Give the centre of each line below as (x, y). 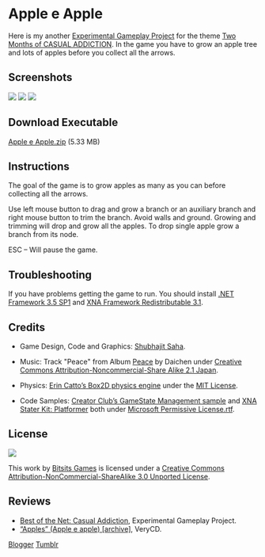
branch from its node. (44, 235)
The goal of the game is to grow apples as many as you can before (117, 185)
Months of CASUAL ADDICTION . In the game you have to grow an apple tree (133, 44)
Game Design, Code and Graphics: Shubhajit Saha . (102, 346)
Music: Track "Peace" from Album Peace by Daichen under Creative (131, 362)
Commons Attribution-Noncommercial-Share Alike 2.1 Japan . (119, 370)
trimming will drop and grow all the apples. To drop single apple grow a (124, 226)
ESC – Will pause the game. (53, 250)
